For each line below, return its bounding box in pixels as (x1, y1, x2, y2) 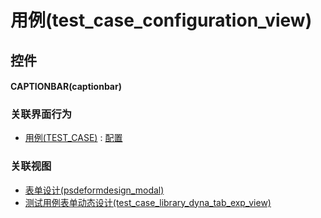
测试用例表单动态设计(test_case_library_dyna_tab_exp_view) (24, 196, 272, 208)
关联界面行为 (10, 107, 73, 121)
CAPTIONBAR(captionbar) (10, 81, 122, 93)
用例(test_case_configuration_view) (10, 9, 313, 32)
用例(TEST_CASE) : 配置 (24, 132, 123, 144)
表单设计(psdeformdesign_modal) (24, 184, 165, 196)
